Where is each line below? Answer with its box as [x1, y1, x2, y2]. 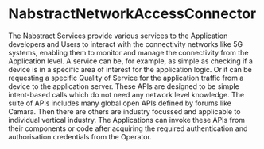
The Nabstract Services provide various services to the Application [8, 31, 228, 40]
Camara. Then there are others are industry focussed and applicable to [8, 106, 241, 116]
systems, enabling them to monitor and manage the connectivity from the [8, 48, 249, 57]
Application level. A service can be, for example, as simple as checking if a [8, 56, 253, 66]
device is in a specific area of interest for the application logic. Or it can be [8, 64, 253, 74]
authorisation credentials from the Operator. [8, 132, 153, 141]
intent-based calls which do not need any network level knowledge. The [8, 90, 245, 99]
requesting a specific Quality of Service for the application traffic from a [8, 73, 244, 82]
